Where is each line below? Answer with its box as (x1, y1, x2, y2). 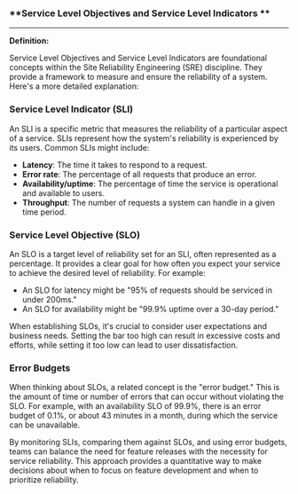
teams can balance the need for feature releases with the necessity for (9, 446, 269, 457)
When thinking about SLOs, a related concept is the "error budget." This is (9, 382, 280, 393)
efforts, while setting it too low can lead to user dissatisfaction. (9, 340, 239, 350)
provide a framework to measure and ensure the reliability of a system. (9, 72, 268, 82)
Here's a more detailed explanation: (9, 81, 139, 91)
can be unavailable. (9, 420, 81, 430)
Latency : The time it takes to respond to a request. (21, 159, 208, 170)
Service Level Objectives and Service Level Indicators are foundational (9, 52, 268, 64)
